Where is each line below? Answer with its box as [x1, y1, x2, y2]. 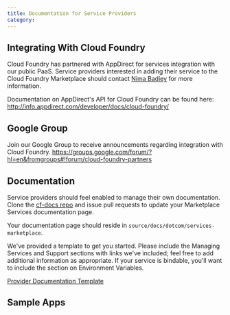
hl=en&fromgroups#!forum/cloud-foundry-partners [7, 155, 152, 163]
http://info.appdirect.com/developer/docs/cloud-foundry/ [7, 102, 170, 110]
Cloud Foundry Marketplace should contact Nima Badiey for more [7, 75, 194, 83]
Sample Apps [7, 296, 66, 309]
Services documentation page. [7, 207, 94, 216]
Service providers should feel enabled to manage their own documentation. [7, 193, 221, 201]
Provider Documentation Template [7, 277, 104, 285]
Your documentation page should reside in [7, 221, 128, 229]
